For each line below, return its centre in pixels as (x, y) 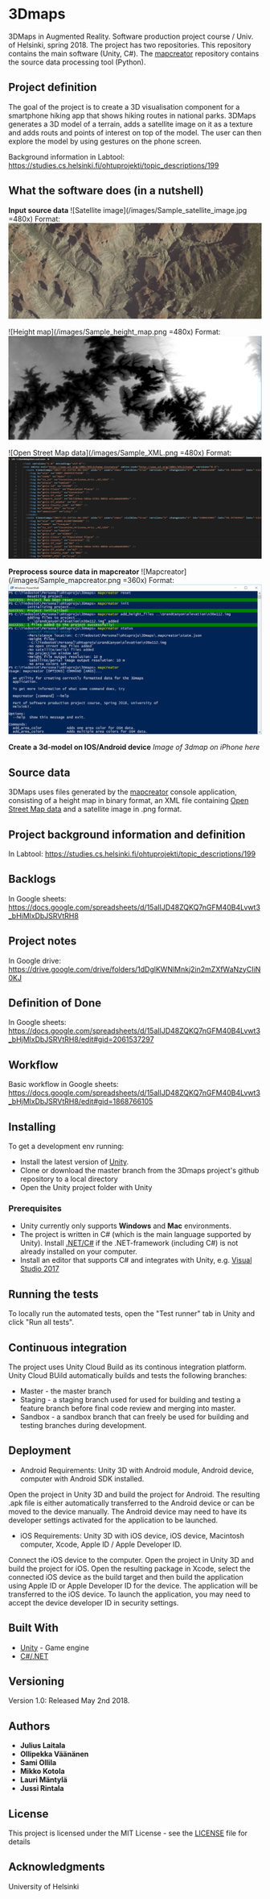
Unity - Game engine (55, 1647)
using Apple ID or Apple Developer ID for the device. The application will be (133, 1585)
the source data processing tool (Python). (77, 62)
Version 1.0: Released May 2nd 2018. (69, 1701)
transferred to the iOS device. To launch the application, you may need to (129, 1594)
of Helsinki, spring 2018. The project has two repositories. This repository (130, 44)
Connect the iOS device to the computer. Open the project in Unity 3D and (131, 1560)
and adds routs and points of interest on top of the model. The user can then (135, 132)
